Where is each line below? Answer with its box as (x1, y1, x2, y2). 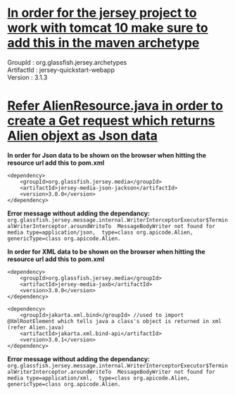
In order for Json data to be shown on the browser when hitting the (7, 151, 206, 159)
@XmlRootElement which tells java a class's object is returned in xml (7, 318, 222, 325)
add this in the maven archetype (7, 35, 200, 51)
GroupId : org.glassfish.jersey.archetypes (7, 58, 127, 66)
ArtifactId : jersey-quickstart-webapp (7, 65, 115, 74)
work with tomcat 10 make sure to (7, 20, 209, 36)
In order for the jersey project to (7, 5, 197, 21)
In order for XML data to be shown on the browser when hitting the (7, 247, 205, 256)
